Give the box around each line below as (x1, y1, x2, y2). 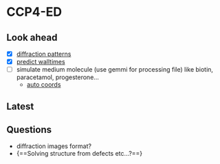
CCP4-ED (6, 4, 63, 20)
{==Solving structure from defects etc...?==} (16, 150, 143, 158)
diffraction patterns (16, 50, 71, 58)
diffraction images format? (16, 142, 92, 150)
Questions (6, 123, 52, 135)
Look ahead (6, 32, 58, 43)
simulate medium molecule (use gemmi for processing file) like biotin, (16, 65, 214, 74)
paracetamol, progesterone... (16, 73, 99, 81)
